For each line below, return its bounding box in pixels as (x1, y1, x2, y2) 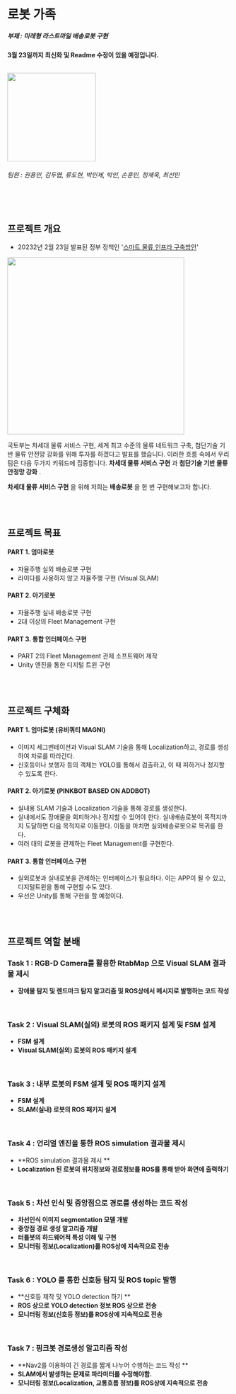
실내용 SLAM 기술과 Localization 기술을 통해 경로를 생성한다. (17, 804, 187, 812)
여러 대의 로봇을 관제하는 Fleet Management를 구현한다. (17, 839, 175, 847)
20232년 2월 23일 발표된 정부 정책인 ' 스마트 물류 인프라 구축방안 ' (17, 243, 199, 251)
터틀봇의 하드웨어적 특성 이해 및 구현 (17, 1233, 117, 1242)
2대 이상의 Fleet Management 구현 (17, 617, 116, 625)
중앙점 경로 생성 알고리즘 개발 (17, 1224, 98, 1233)
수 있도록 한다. (17, 769, 58, 777)
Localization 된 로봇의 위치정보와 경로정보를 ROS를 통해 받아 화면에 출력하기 (17, 1165, 229, 1173)
